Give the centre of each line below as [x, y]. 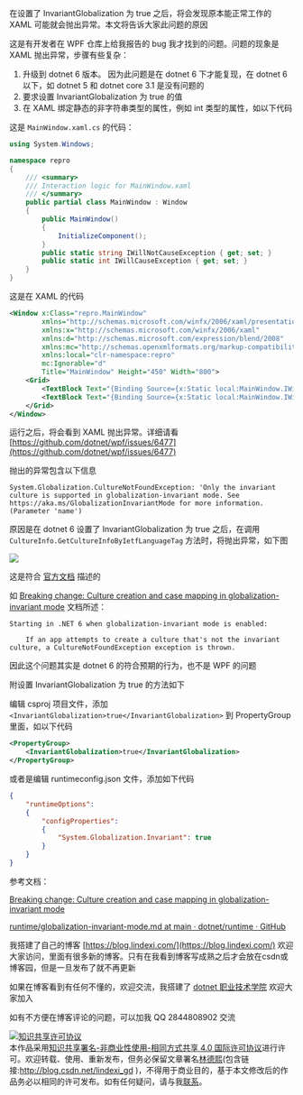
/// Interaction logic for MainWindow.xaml [109, 186]
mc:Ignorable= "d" [74, 363]
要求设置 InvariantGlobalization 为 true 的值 [102, 97]
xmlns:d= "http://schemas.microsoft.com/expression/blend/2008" [163, 338]
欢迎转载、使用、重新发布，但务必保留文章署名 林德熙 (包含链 [137, 1059]
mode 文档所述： [75, 607]
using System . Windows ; [52, 144]
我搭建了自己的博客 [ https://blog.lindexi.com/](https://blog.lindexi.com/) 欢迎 [151, 944]
